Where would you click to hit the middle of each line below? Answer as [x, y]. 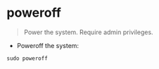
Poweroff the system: [47, 45]
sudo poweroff [27, 58]
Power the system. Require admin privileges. [88, 32]
